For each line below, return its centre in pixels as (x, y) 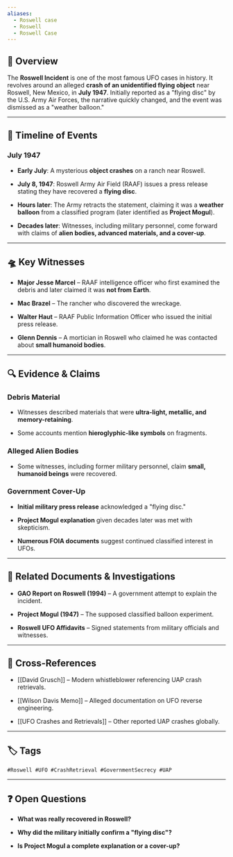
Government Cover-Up (46, 491)
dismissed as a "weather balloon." (56, 108)
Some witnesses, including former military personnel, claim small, (111, 466)
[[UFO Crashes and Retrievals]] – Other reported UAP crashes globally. (119, 722)
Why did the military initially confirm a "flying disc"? (94, 833)
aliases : (20, 14)
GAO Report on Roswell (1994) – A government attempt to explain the (117, 593)
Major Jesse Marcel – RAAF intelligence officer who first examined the (119, 282)
